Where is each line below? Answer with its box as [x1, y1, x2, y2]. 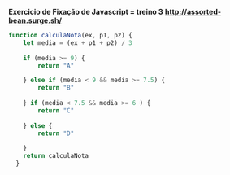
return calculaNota [23, 152, 89, 160]
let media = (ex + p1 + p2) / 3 [23, 38, 132, 47]
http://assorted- [165, 7, 222, 16]
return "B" [37, 84, 75, 92]
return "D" [37, 129, 75, 138]
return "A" [37, 61, 75, 70]
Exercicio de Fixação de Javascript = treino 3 [8, 7, 164, 16]
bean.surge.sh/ [8, 15, 63, 25]
